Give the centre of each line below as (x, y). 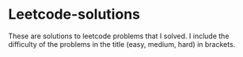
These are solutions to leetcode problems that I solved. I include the (119, 36)
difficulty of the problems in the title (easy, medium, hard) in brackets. (122, 44)
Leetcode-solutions (74, 14)
